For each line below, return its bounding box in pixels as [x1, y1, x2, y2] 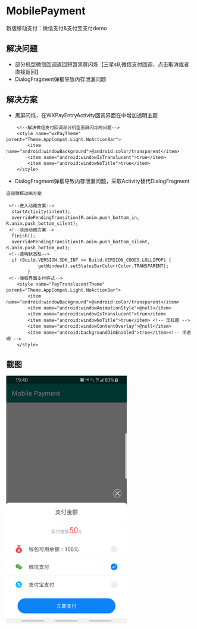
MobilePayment [6, 4, 86, 18]
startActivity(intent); [11, 208, 70, 215]
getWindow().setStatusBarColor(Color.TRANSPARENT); [37, 263, 169, 269]
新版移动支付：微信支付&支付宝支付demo [6, 24, 107, 32]
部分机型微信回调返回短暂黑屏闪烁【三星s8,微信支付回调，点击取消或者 [14, 61, 189, 68]
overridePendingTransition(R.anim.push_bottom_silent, [11, 239, 151, 245]
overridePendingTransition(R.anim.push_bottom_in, [11, 214, 140, 221]
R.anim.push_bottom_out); [6, 245, 70, 251]
